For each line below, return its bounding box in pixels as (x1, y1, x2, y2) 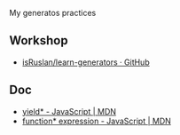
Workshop (9, 33, 68, 48)
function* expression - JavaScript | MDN (21, 115, 171, 126)
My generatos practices (9, 8, 97, 18)
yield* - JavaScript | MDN (21, 106, 117, 116)
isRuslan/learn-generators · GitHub (21, 57, 150, 67)
